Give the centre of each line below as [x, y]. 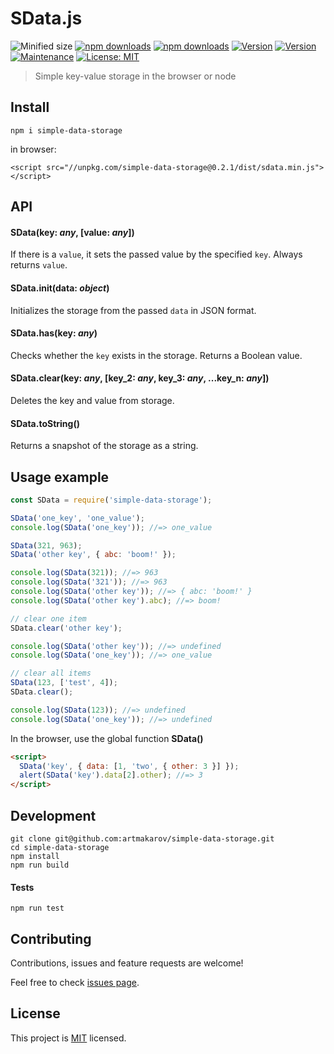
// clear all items [51, 673]
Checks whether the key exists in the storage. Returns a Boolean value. [156, 355]
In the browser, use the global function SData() [107, 738]
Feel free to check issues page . [75, 983]
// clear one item [48, 618]
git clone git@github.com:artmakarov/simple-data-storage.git [142, 839]
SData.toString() [45, 423]
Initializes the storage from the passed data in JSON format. [133, 310]
